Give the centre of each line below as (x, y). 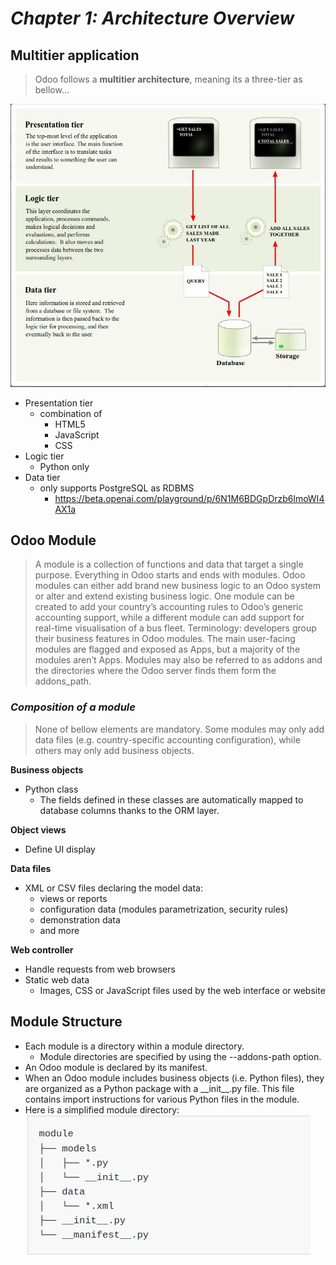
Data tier (42, 477)
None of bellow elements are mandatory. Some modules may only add (179, 729)
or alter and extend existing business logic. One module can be (165, 596)
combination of (71, 413)
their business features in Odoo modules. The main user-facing (165, 639)
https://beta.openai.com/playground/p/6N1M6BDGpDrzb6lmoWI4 (189, 498)
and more (59, 930)
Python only (64, 466)
